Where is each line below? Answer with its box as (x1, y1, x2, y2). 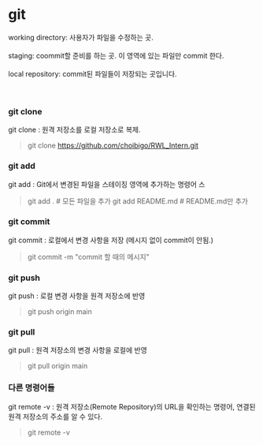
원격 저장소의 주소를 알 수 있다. (8, 412, 103, 421)
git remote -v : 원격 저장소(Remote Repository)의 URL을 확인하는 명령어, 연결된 (8, 402, 256, 411)
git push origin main (27, 307, 92, 316)
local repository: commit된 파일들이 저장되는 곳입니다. (8, 69, 177, 78)
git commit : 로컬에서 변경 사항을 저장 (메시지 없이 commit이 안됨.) (8, 235, 214, 245)
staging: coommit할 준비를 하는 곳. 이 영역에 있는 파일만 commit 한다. (8, 50, 224, 60)
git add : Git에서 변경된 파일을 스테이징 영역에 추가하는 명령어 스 (8, 179, 206, 189)
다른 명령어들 (8, 383, 55, 394)
